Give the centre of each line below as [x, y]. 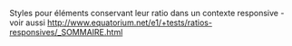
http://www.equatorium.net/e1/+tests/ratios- [130, 23]
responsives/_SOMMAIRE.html [66, 32]
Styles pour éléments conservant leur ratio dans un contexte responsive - [147, 13]
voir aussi [27, 23]
